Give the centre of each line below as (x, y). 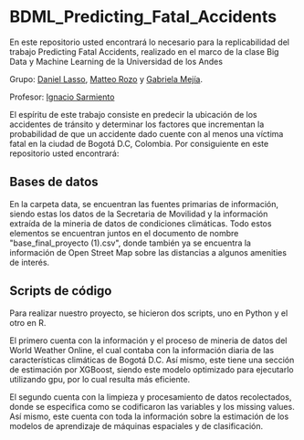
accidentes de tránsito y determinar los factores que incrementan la (137, 124)
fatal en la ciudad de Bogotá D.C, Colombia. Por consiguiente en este (139, 143)
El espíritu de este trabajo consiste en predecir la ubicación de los (133, 114)
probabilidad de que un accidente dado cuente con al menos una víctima (147, 133)
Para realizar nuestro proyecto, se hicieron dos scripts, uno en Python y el (149, 313)
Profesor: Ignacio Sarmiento (62, 97)
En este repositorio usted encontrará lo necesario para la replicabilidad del (150, 42)
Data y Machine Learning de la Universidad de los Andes (116, 61)
